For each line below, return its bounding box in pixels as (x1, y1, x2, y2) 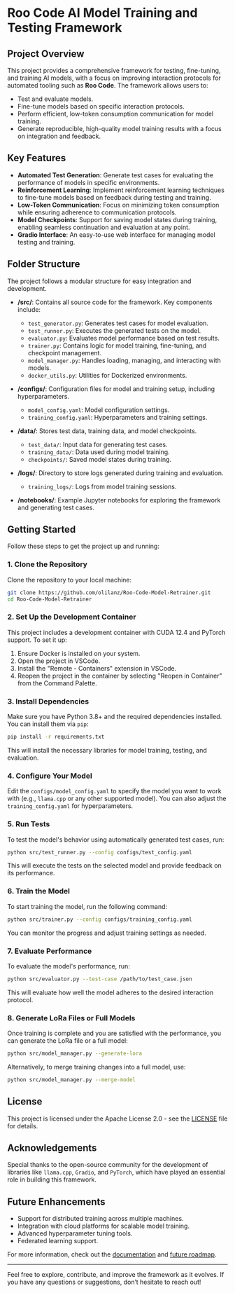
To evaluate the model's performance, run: (7, 962, 131, 970)
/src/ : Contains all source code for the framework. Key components (17, 298, 213, 306)
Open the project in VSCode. (17, 657, 101, 665)
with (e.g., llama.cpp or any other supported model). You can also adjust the (7, 794, 227, 803)
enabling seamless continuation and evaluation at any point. (17, 223, 190, 231)
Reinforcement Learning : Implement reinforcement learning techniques (17, 186, 225, 194)
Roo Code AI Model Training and (7, 5, 198, 21)
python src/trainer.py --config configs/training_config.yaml (7, 916, 192, 923)
